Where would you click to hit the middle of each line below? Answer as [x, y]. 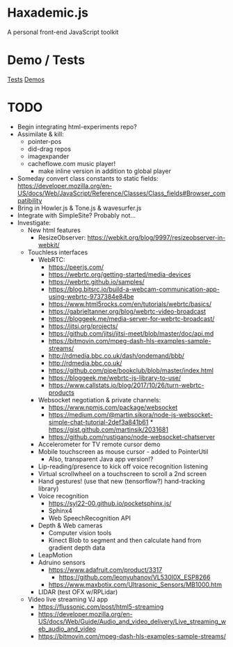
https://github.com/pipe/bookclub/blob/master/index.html [131, 370]
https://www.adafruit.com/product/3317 [105, 570]
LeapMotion [55, 555]
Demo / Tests [46, 60]
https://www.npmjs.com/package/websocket [113, 407]
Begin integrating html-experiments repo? [77, 126]
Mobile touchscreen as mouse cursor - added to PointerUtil [123, 451]
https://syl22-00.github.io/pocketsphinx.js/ [110, 503]
